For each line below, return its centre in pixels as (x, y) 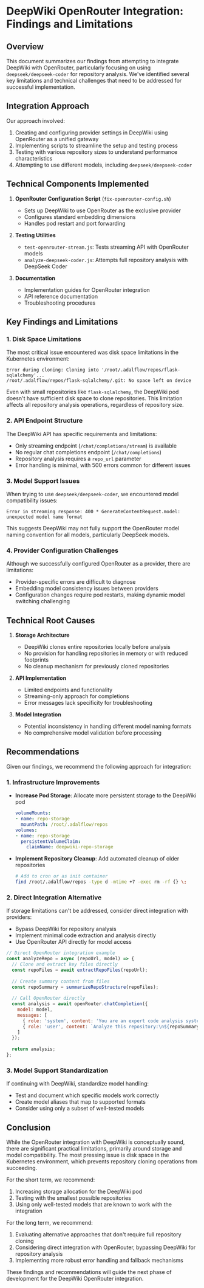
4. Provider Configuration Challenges (62, 550)
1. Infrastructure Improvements (53, 782)
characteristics (34, 158)
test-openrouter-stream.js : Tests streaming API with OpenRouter (107, 247)
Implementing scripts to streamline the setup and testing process (96, 145)
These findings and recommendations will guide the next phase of (89, 1272)
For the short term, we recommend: (51, 1180)
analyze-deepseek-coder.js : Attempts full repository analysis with (106, 260)
